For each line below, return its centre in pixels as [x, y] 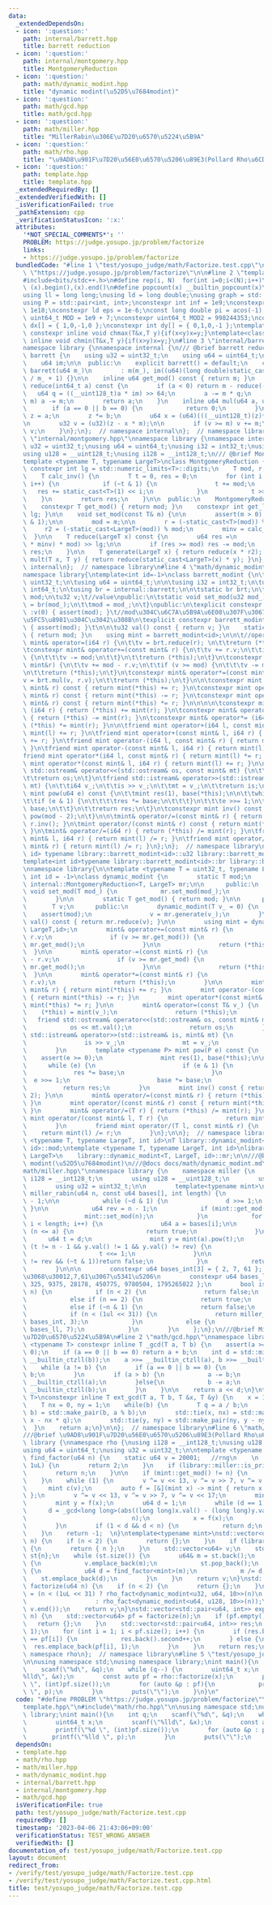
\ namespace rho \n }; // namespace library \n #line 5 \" [119, 1654]
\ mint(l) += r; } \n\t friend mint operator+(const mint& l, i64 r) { [143, 733]
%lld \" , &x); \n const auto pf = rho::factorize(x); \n [128, 1677]
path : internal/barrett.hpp [70, 39]
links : [34, 250]
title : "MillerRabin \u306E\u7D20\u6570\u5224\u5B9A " [114, 136]
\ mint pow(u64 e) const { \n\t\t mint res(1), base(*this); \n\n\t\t [139, 793]
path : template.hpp [56, 175]
